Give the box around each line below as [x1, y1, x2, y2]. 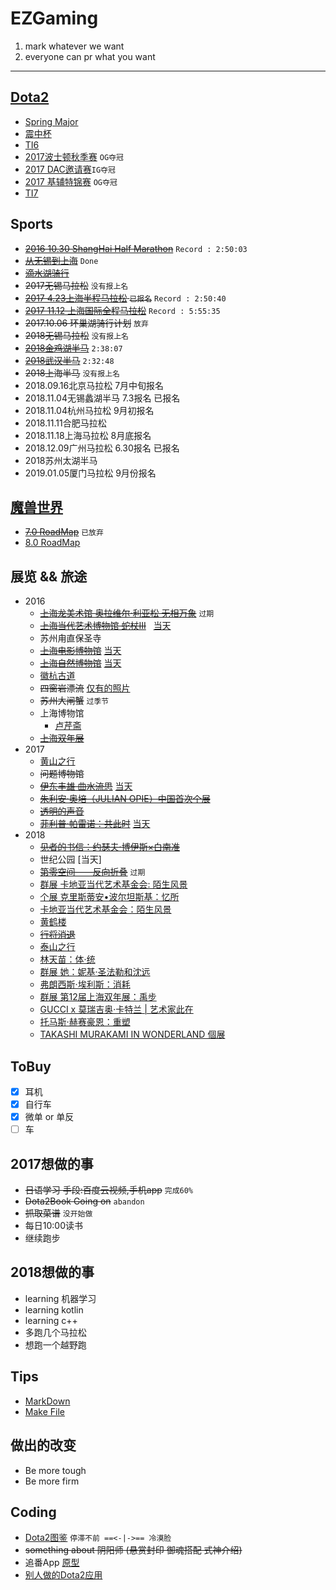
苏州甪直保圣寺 [39, 632, 102, 644]
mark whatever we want [24, 40, 125, 52]
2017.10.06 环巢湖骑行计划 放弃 [24, 317, 149, 329]
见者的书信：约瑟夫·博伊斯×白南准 [39, 841, 180, 853]
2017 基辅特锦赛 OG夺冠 [24, 175, 118, 187]
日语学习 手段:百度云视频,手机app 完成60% [24, 1184, 194, 1196]
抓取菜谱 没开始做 [24, 1207, 93, 1219]
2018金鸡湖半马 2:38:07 [24, 342, 123, 354]
